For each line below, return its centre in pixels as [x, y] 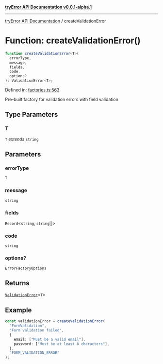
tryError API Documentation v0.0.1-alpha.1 [49, 7]
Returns [17, 283]
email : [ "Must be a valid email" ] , [50, 339]
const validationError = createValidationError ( [55, 321]
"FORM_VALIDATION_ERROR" [34, 353]
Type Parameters [32, 114]
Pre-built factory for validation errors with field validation [62, 100]
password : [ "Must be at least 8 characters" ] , [62, 344]
